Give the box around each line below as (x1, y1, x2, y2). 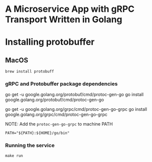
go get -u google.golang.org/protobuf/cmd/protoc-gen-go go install (5, 92, 144, 97)
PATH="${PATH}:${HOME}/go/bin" (5, 130, 70, 136)
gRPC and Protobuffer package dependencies (5, 80, 118, 87)
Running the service (5, 142, 55, 149)
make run (5, 153, 23, 158)
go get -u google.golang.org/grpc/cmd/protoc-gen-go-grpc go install (5, 106, 148, 112)
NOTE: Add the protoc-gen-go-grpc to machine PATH (5, 121, 113, 127)
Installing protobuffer (5, 36, 95, 48)
